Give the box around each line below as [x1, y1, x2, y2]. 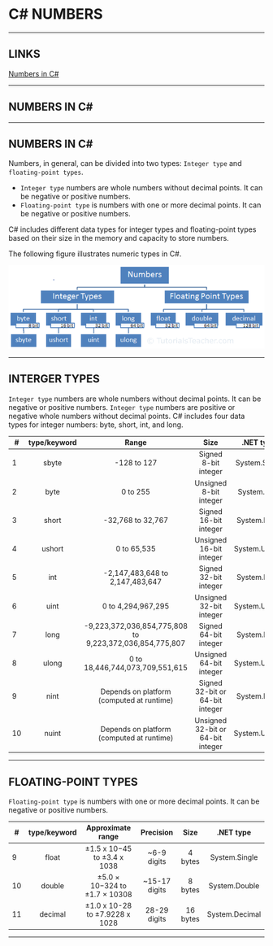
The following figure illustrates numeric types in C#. [8, 249, 182, 259]
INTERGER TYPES [8, 372, 100, 386]
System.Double [208, 880, 260, 891]
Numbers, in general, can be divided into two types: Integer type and [8, 159, 242, 168]
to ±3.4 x [93, 852, 124, 862]
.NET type [216, 827, 252, 837]
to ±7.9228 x [86, 909, 131, 919]
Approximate [85, 823, 132, 833]
